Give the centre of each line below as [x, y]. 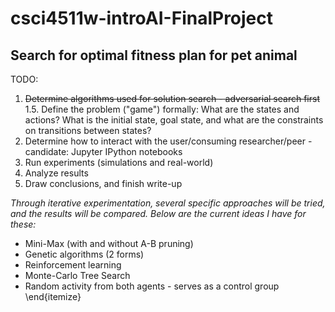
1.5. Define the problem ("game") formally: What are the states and [162, 109]
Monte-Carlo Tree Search [77, 275]
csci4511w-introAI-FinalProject [142, 18]
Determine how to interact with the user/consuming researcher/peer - [168, 141]
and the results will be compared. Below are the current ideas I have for [158, 213]
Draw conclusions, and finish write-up [103, 183]
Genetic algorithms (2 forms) [84, 254]
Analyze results [56, 173]
